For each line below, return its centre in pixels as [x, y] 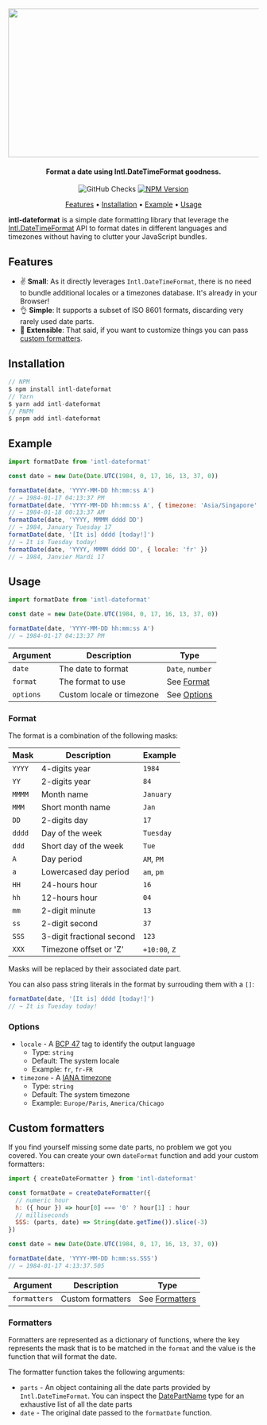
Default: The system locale [75, 1061]
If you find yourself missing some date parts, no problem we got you [120, 1147]
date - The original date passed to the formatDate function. [116, 1413]
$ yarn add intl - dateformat [55, 404]
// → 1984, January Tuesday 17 [60, 527]
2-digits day [64, 821]
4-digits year [66, 769]
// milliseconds [42, 1215]
